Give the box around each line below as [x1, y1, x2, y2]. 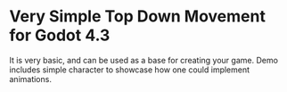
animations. [9, 73, 52, 84]
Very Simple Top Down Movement [9, 6, 266, 27]
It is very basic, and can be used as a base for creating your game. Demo [9, 54, 279, 65]
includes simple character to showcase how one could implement [9, 64, 250, 75]
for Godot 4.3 [9, 25, 111, 46]
